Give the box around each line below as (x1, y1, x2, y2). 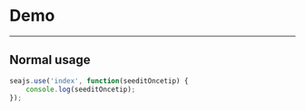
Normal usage (9, 52, 91, 68)
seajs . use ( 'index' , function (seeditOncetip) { (9, 76, 189, 86)
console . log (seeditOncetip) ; (25, 85, 136, 94)
